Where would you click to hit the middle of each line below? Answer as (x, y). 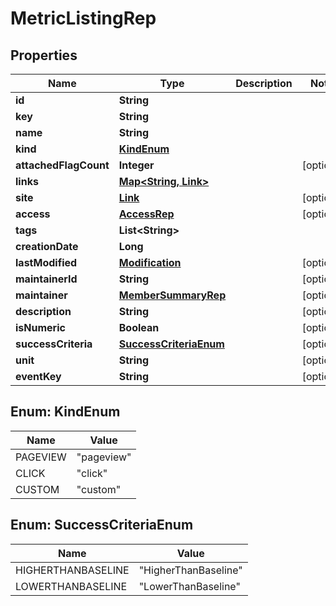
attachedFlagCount (62, 165)
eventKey (38, 376)
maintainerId (46, 279)
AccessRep (146, 214)
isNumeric (40, 327)
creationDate (47, 246)
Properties (44, 55)
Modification (150, 262)
